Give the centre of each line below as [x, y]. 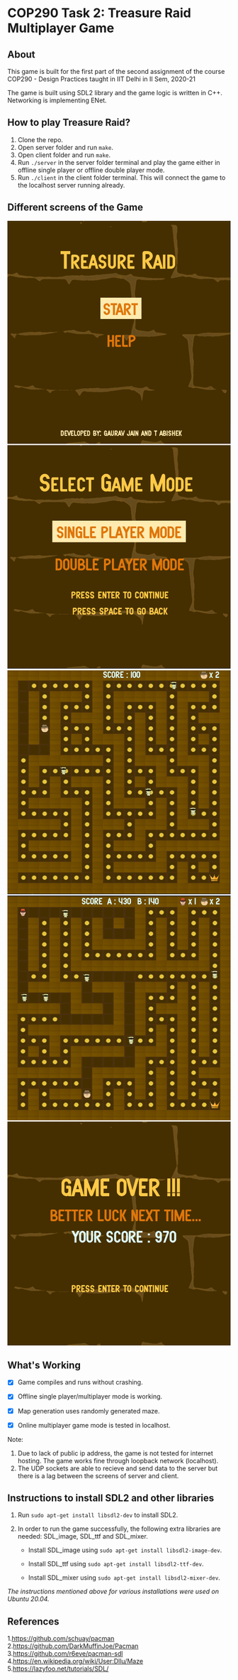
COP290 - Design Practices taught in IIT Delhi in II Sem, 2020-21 [102, 79]
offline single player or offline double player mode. [91, 170]
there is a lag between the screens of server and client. [98, 1475]
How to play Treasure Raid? [69, 123]
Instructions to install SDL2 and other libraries [111, 1498]
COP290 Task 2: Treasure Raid [99, 13]
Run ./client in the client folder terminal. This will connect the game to [121, 177]
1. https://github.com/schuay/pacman [61, 1639]
